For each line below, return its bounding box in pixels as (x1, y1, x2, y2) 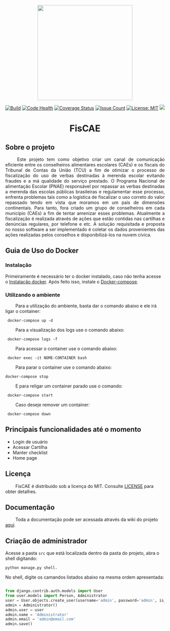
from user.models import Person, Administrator (5, 593, 108, 599)
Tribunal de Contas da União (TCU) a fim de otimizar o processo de (5, 167, 165, 173)
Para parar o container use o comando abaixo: (15, 364, 112, 370)
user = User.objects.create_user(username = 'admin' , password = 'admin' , (5, 598, 157, 603)
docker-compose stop (5, 374, 49, 379)
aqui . (5, 522, 16, 528)
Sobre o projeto (5, 143, 55, 152)
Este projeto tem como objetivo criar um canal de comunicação (17, 156, 165, 162)
